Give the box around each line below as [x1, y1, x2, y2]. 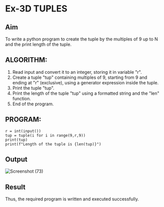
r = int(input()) [5, 128, 41, 134]
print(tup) [5, 137, 28, 142]
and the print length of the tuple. [5, 41, 72, 47]
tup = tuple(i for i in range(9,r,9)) [5, 133, 86, 138]
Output [5, 155, 27, 164]
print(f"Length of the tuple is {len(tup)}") [5, 142, 101, 147]
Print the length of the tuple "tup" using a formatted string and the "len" [12, 90, 160, 96]
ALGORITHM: [5, 56, 47, 64]
